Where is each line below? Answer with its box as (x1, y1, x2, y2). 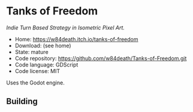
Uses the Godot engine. (6, 79, 65, 86)
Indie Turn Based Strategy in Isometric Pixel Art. (6, 24, 125, 31)
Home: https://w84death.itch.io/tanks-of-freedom (14, 35, 138, 43)
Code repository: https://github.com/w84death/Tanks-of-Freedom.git (14, 55, 187, 62)
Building (6, 96, 38, 107)
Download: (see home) (14, 42, 71, 49)
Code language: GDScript (14, 61, 79, 68)
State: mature (14, 48, 49, 55)
